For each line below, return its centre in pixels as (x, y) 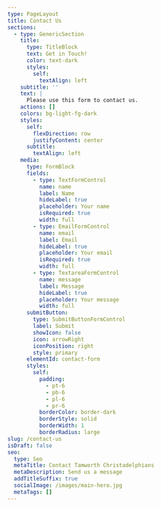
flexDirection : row (62, 134)
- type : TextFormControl (70, 180)
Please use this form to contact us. (82, 101)
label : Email (58, 240)
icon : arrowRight (58, 339)
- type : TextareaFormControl (76, 273)
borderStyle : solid (68, 419)
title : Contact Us (35, 21)
